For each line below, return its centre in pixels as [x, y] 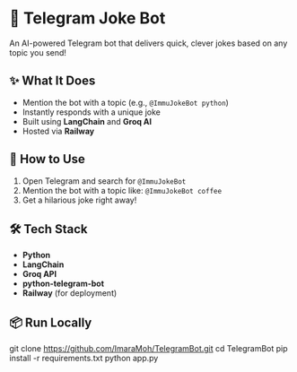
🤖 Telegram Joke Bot [87, 18]
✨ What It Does [52, 81]
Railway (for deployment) [70, 293]
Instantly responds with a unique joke [92, 112]
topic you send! [38, 52]
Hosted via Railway [58, 131]
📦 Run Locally [51, 322]
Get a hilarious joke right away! [79, 200]
